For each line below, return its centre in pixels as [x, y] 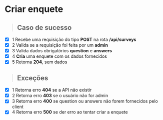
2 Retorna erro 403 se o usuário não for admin [60, 96]
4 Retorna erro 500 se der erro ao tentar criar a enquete [70, 112]
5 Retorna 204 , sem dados [39, 62]
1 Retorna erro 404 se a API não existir [52, 90]
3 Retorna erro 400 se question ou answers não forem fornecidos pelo [85, 101]
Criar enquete [34, 9]
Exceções [32, 78]
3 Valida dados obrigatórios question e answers [62, 51]
